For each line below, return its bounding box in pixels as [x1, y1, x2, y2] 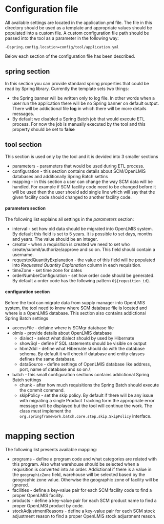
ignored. [12, 482, 29, 488]
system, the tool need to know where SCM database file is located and [5, 305, 147, 311]
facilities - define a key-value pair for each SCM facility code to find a [12, 487, 152, 493]
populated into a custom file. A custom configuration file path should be [5, 30, 149, 36]
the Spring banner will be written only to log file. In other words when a [12, 95, 155, 101]
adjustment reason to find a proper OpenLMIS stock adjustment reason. [12, 513, 157, 519]
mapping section [5, 431, 75, 441]
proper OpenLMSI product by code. [12, 502, 84, 508]
